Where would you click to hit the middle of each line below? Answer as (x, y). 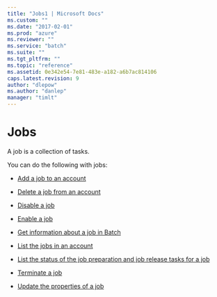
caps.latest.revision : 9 (43, 78)
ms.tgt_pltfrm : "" (34, 59)
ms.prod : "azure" (32, 33)
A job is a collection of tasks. (48, 151)
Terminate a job (40, 273)
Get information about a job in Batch (69, 232)
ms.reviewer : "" (31, 40)
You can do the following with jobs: (57, 165)
